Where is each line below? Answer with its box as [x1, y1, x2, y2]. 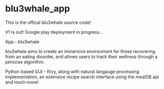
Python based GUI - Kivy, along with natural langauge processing [5, 68, 140, 75]
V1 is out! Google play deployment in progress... [5, 29, 104, 35]
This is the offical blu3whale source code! [5, 19, 91, 25]
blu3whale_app [5, 3, 70, 14]
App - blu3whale [5, 38, 40, 45]
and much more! [5, 79, 39, 85]
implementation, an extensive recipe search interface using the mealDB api [5, 74, 160, 80]
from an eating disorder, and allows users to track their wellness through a [5, 53, 158, 60]
